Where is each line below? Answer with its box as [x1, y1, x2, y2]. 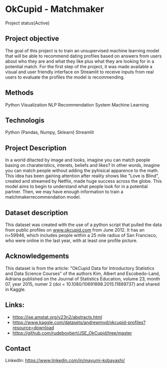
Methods [5, 89, 34, 97]
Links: [5, 301, 25, 309]
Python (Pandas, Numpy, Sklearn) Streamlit [5, 129, 94, 135]
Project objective [5, 34, 59, 43]
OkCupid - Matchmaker [5, 3, 104, 15]
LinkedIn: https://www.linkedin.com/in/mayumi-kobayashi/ [5, 358, 125, 364]
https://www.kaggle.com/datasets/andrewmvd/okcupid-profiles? [12, 319, 146, 325]
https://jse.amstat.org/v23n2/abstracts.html [12, 314, 102, 320]
